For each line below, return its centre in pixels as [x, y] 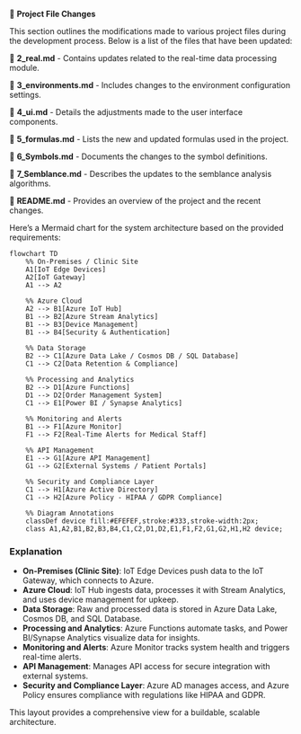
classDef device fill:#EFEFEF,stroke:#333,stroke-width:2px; [142, 521]
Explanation [36, 551]
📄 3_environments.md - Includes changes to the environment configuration [150, 85]
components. [34, 122]
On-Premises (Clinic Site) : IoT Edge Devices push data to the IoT [143, 571]
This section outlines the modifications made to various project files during [148, 31]
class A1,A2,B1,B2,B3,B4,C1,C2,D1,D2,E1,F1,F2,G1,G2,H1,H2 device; [154, 529]
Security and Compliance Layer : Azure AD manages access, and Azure [155, 685]
